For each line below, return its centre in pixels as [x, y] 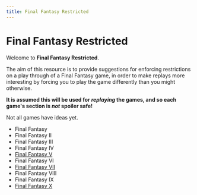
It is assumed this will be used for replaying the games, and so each [91, 99]
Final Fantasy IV [34, 148]
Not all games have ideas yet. [42, 117]
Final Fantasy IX [34, 180]
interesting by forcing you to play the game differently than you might [91, 81]
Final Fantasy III [34, 141]
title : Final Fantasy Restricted [47, 12]
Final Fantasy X [34, 185]
